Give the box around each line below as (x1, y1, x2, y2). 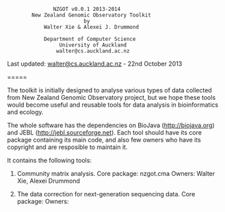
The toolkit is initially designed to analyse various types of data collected (7, 86, 212, 94)
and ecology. (7, 108, 44, 116)
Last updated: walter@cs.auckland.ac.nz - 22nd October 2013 (7, 59, 183, 68)
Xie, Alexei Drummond (16, 177, 81, 185)
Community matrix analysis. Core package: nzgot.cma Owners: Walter (16, 170, 215, 177)
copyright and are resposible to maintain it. (7, 143, 128, 151)
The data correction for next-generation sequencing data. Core (16, 190, 196, 198)
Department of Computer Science (43, 36, 136, 42)
